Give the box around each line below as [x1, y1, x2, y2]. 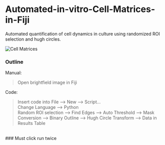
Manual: [5, 70, 22, 76]
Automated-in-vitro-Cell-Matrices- [5, 4, 155, 15]
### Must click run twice [5, 135, 57, 141]
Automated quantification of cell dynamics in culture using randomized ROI [5, 31, 160, 37]
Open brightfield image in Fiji [17, 79, 77, 86]
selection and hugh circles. [5, 36, 61, 42]
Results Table [17, 120, 46, 126]
